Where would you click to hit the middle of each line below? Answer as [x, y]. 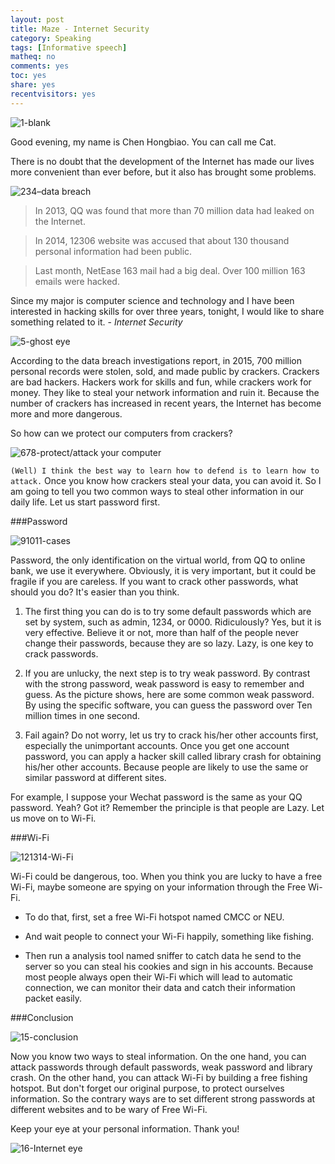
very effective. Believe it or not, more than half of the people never [161, 632]
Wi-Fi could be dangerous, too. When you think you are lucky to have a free [166, 876]
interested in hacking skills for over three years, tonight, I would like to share [167, 311]
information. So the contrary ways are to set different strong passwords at [163, 1098]
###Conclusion [42, 1017]
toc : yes [28, 76]
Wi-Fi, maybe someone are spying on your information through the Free [158, 887]
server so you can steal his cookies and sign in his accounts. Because [169, 966]
